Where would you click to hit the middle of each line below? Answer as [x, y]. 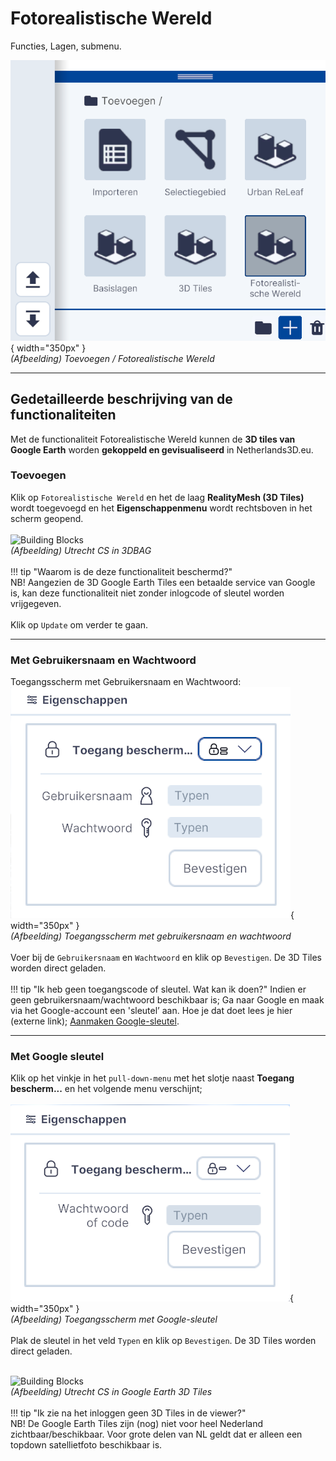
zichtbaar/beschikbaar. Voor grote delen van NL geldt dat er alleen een [156, 1434]
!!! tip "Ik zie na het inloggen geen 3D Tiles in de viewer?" [128, 1413]
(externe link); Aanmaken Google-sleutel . [95, 1021]
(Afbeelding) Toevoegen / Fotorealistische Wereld [112, 358]
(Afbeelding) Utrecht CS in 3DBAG [81, 550]
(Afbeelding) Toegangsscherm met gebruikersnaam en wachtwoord [151, 936]
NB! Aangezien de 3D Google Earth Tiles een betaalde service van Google [163, 582]
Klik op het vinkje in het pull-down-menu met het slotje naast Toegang [152, 1078]
